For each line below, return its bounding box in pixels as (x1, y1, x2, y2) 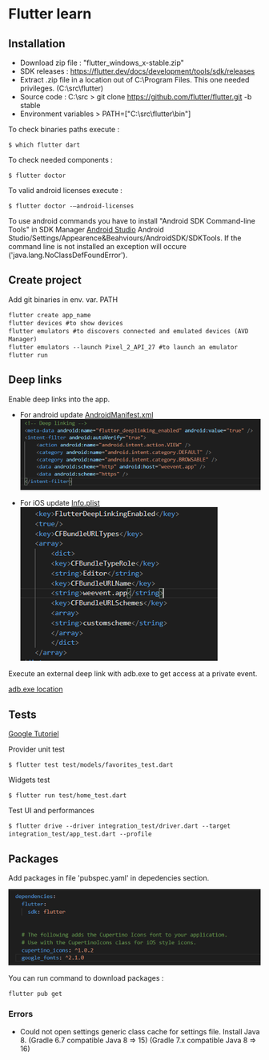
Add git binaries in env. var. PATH (8, 294, 118, 304)
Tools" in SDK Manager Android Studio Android (8, 225, 164, 234)
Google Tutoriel (8, 729, 59, 739)
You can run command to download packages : (8, 973, 164, 983)
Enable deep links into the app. (8, 394, 110, 404)
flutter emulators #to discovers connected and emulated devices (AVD (8, 327, 249, 335)
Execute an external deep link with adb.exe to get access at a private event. (8, 669, 258, 679)
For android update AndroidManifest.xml (19, 409, 154, 419)
